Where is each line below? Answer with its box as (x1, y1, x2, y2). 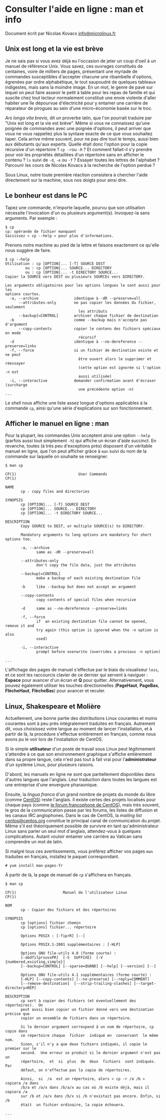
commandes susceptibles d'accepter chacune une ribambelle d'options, (5, 73, 153, 80)
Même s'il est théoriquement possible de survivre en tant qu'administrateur (5, 823, 159, 829)
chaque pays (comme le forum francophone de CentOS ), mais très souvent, (5, 802, 160, 808)
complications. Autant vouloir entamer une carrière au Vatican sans (5, 833, 143, 840)
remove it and (5, 623, 35, 628)
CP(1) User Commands (5, 472, 108, 477)
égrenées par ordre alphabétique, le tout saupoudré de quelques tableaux (5, 79, 156, 85)
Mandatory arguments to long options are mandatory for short (20, 532, 152, 538)
